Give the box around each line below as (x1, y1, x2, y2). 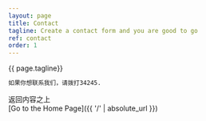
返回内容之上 (8, 95, 50, 104)
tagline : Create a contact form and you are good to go (8, 26, 198, 34)
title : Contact (8, 19, 59, 27)
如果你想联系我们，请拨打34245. (8, 79, 101, 87)
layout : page (8, 11, 52, 20)
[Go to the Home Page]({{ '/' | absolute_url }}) (8, 103, 158, 113)
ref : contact (8, 34, 52, 42)
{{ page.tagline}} (8, 63, 64, 73)
